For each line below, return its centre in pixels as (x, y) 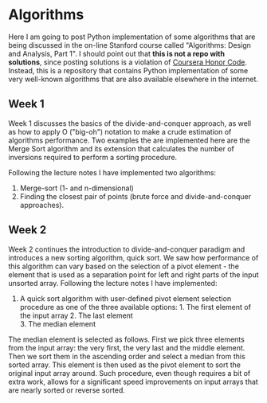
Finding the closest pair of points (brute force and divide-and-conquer (135, 196)
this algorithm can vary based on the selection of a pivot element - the (124, 266)
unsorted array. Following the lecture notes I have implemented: (113, 283)
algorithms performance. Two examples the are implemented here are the (129, 140)
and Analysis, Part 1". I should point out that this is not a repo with (117, 53)
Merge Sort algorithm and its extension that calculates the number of (122, 148)
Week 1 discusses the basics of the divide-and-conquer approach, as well (130, 123)
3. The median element (57, 323)
